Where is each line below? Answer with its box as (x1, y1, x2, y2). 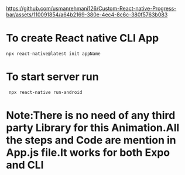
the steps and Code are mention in (6, 134, 177, 147)
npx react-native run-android (8, 89, 83, 95)
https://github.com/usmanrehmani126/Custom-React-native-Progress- (6, 5, 177, 12)
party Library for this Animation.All (6, 121, 180, 135)
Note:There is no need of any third (6, 109, 176, 122)
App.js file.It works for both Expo (6, 146, 170, 159)
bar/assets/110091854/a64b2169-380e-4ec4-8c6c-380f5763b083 (6, 11, 168, 18)
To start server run (6, 70, 99, 83)
